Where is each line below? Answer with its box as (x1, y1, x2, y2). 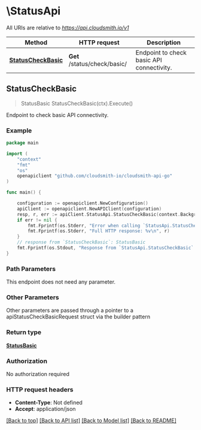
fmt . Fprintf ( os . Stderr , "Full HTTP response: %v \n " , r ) (28, 228, 170, 234)
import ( (6, 151, 28, 157)
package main (6, 140, 39, 146)
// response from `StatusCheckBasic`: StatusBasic (17, 239, 146, 245)
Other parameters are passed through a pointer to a (6, 307, 133, 314)
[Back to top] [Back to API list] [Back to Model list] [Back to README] (6, 417, 176, 424)
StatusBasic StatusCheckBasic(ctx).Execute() (20, 100, 133, 107)
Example (6, 126, 32, 134)
